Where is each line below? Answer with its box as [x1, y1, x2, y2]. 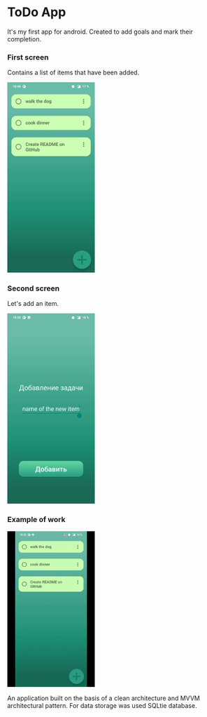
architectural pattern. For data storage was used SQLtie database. [7, 702, 197, 710]
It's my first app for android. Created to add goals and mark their [7, 27, 194, 36]
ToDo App [7, 4, 66, 20]
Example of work [7, 515, 66, 525]
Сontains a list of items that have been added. [7, 68, 140, 77]
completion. [7, 34, 42, 43]
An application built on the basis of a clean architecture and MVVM [7, 694, 201, 702]
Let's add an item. [7, 300, 59, 308]
